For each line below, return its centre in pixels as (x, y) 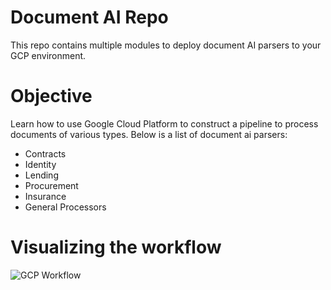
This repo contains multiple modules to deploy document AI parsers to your (166, 45)
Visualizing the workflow (116, 247)
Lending (41, 175)
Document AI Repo (89, 17)
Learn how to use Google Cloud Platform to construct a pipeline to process (164, 123)
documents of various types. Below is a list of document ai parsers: (149, 134)
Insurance (45, 196)
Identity (40, 164)
